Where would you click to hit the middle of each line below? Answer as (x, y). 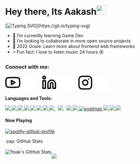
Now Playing (19, 120)
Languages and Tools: (29, 98)
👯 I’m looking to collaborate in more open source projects (72, 41)
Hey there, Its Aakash (51, 12)
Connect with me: (27, 67)
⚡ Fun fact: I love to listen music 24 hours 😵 (58, 52)
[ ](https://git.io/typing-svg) (48, 26)
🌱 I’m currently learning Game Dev (48, 35)
